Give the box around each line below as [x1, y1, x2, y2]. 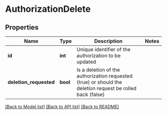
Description [94, 38, 123, 44]
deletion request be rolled [77, 85, 137, 92]
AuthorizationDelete [5, 3, 91, 15]
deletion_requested [7, 79, 55, 85]
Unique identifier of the [77, 46, 131, 53]
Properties [5, 23, 39, 32]
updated [77, 58, 96, 65]
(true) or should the [77, 79, 122, 85]
